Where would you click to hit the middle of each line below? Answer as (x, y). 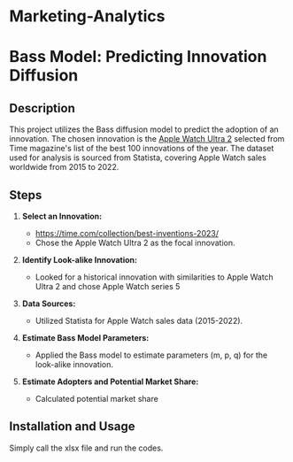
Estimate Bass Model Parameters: (85, 338)
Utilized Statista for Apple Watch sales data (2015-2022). (139, 321)
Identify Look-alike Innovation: (79, 260)
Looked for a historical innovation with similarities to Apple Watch (154, 277)
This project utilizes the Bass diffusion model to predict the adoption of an (144, 129)
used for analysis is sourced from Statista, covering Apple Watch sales (138, 158)
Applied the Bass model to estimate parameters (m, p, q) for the (151, 355)
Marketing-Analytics (87, 16)
